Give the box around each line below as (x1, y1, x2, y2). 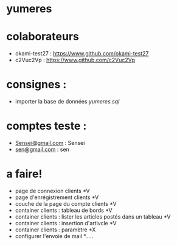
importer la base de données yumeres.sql (15, 98, 120, 105)
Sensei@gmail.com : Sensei (15, 139, 85, 146)
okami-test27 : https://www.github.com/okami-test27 (15, 50, 149, 57)
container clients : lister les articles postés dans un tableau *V (15, 213, 171, 220)
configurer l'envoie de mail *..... (15, 232, 94, 239)
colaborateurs (6, 30, 79, 44)
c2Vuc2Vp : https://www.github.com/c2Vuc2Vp (15, 57, 136, 64)
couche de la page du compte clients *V (15, 200, 117, 207)
